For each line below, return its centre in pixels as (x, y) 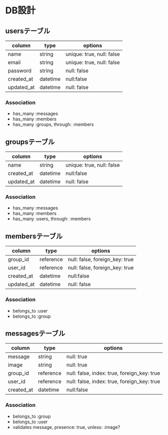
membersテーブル (34, 236)
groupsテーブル (30, 142)
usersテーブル (28, 31)
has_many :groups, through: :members (53, 124)
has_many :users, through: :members (52, 219)
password (20, 71)
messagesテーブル (35, 333)
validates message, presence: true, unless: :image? (66, 427)
